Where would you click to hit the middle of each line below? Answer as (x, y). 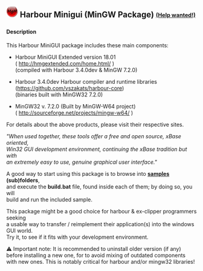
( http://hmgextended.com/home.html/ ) (65, 63)
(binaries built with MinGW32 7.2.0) (59, 95)
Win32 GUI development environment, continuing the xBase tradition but (97, 149)
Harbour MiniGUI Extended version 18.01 (65, 57)
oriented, (18, 142)
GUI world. (20, 230)
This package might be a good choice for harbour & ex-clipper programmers (101, 211)
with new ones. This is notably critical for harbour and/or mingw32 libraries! (101, 261)
